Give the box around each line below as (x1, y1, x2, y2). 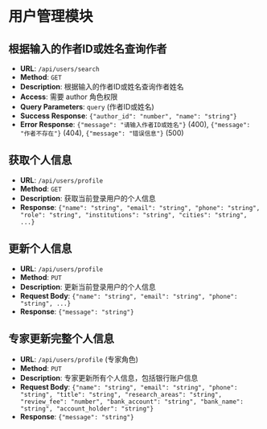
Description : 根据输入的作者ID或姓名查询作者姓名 (19, 82, 184, 91)
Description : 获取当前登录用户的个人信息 (19, 193, 156, 203)
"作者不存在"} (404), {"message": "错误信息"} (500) (19, 128, 184, 138)
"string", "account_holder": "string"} (19, 405, 154, 413)
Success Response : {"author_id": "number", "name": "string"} (19, 111, 237, 121)
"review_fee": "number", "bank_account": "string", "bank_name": (19, 398, 244, 406)
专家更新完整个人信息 (8, 332, 114, 346)
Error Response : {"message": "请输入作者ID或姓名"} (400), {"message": (19, 120, 251, 129)
